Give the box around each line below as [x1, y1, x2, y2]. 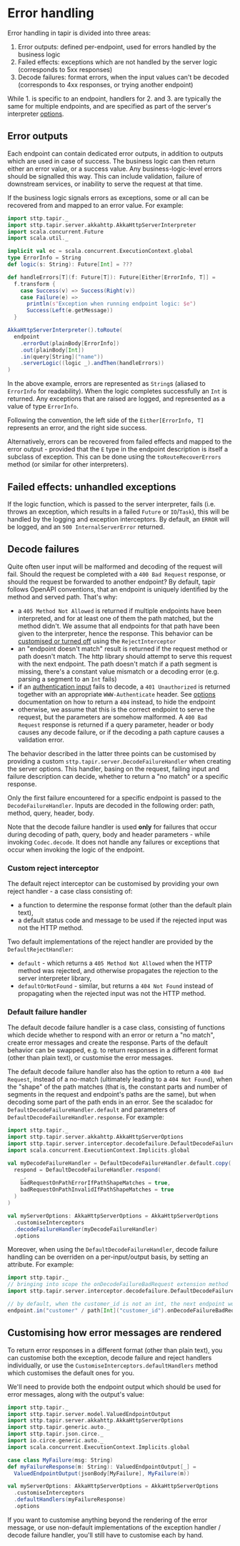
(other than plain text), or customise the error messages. [7, 1054, 174, 1062]
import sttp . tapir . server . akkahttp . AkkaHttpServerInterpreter [7, 221, 196, 229]
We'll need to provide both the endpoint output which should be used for [7, 1382, 221, 1391]
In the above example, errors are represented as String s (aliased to [7, 379, 206, 388]
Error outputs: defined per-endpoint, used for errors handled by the [17, 42, 216, 51]
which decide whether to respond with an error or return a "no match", [7, 1031, 215, 1039]
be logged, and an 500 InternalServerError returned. [7, 522, 166, 531]
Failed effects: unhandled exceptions [7, 481, 176, 493]
